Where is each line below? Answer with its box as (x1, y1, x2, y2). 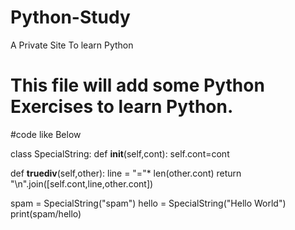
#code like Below (10, 128, 82, 140)
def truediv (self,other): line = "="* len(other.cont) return (10, 167, 242, 179)
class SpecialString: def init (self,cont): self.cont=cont (10, 147, 230, 160)
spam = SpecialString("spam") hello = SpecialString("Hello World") (10, 197, 287, 209)
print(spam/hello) (10, 207, 82, 220)
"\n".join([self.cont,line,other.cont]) (10, 177, 154, 190)
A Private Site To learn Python (10, 39, 134, 51)
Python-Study (10, 6, 131, 29)
